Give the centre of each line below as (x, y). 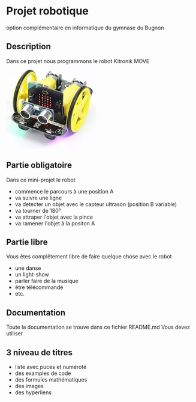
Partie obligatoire (39, 166)
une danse (28, 268)
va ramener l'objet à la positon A (55, 223)
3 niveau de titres (40, 352)
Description (28, 47)
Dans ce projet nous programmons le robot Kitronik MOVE (78, 61)
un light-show (32, 275)
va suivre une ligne (38, 198)
